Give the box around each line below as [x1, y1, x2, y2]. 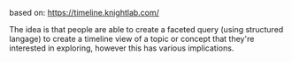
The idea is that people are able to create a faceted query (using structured [9, 24, 284, 34]
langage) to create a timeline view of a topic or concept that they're [9, 34, 255, 44]
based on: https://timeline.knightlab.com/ [9, 8, 159, 17]
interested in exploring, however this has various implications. [9, 43, 234, 53]
